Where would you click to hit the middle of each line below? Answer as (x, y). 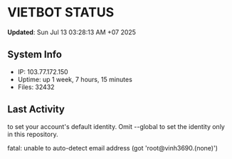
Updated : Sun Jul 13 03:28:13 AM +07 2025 (72, 32)
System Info (35, 55)
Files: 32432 (36, 87)
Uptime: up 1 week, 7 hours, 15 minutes (75, 79)
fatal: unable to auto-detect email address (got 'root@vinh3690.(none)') (113, 148)
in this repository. (33, 134)
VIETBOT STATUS (61, 12)
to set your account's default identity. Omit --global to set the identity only (116, 126)
